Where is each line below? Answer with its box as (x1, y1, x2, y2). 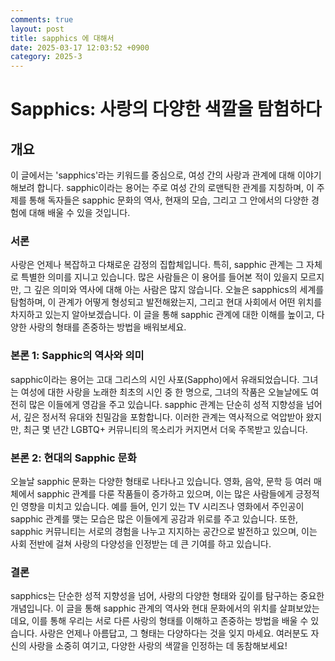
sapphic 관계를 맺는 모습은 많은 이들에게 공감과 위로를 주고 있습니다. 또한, (10, 513, 299, 525)
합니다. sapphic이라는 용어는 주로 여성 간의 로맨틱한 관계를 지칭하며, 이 (36, 182, 315, 194)
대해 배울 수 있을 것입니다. (28, 207, 131, 219)
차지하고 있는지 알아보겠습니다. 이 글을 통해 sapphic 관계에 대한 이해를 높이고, (10, 309, 315, 321)
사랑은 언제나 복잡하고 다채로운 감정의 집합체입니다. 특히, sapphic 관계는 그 (10, 259, 305, 271)
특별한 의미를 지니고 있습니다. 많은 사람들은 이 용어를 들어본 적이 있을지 (20, 271, 298, 283)
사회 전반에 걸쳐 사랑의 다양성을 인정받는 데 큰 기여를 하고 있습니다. (10, 538, 272, 550)
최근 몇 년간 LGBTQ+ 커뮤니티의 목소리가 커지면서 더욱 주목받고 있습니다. (23, 423, 308, 435)
